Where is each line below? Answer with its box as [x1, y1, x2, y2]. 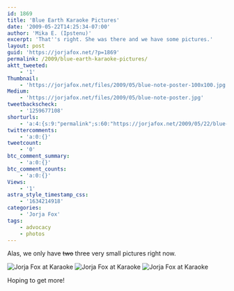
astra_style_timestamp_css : [7, 191, 89, 198]
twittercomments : [7, 127, 58, 134]
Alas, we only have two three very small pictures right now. [7, 249, 176, 258]
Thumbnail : [7, 74, 39, 82]
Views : [7, 178, 26, 185]
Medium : [7, 88, 30, 95]
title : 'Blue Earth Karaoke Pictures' [7, 17, 120, 24]
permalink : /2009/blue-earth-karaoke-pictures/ [7, 56, 148, 63]
